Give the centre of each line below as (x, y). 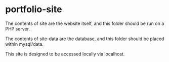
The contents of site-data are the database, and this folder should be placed (85, 39)
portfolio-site (34, 9)
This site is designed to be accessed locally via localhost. (65, 54)
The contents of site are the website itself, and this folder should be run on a (85, 23)
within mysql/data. (25, 44)
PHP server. (18, 28)
